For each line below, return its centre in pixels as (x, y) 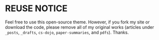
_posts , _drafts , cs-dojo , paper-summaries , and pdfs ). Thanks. (67, 32)
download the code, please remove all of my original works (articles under (80, 27)
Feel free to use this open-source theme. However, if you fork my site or (78, 22)
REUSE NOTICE (36, 9)
